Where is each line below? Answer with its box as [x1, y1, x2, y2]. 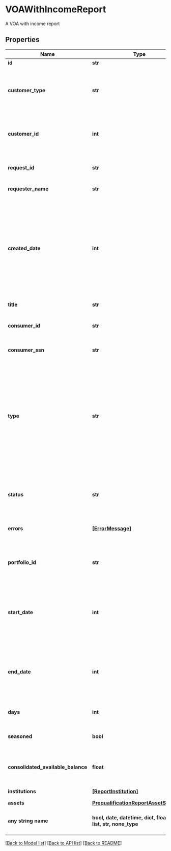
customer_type [8, 86, 46, 94]
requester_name [8, 185, 49, 192]
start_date [8, 608, 34, 616]
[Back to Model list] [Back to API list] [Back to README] [5, 840, 122, 846]
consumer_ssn [8, 346, 45, 354]
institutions [8, 788, 37, 795]
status [8, 491, 24, 498]
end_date [8, 668, 32, 675]
